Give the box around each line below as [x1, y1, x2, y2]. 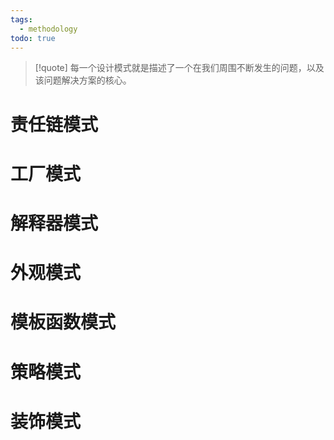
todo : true [10, 33, 56, 43]
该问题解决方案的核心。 [34, 74, 132, 86]
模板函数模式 [10, 311, 117, 334]
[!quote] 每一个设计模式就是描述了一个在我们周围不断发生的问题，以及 [34, 62, 325, 74]
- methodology [19, 24, 78, 34]
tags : [10, 14, 33, 25]
